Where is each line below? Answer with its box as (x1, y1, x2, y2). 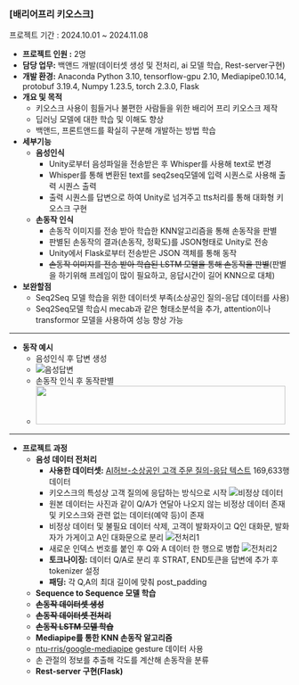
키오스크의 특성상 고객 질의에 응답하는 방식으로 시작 (48, 487, 228, 498)
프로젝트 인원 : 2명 (21, 49, 86, 60)
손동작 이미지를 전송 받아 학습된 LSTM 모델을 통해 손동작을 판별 (48, 259, 270, 269)
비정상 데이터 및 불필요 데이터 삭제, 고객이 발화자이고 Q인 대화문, (48, 520, 273, 532)
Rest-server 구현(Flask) (35, 665, 124, 676)
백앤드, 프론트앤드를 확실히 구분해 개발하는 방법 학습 (35, 125, 216, 136)
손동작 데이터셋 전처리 (35, 609, 112, 621)
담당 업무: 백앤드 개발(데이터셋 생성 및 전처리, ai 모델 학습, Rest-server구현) (21, 60, 286, 70)
